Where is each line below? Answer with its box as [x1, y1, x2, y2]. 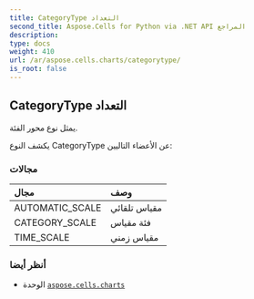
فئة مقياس [110, 216, 152, 229]
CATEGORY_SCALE [14, 216, 97, 229]
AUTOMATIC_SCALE [14, 201, 102, 214]
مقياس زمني [110, 231, 159, 243]
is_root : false [9, 65, 67, 74]
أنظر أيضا [9, 258, 46, 271]
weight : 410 [9, 47, 55, 57]
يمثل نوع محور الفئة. [9, 122, 78, 133]
